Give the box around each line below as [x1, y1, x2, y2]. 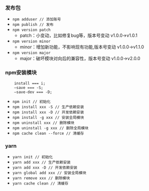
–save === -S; [14, 85, 43, 90]
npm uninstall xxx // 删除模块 [12, 120, 75, 125]
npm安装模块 [5, 69, 37, 76]
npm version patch [12, 27, 51, 33]
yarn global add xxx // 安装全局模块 [12, 170, 86, 175]
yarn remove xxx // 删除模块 [12, 176, 70, 181]
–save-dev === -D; [14, 90, 52, 95]
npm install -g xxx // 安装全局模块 [12, 115, 84, 120]
